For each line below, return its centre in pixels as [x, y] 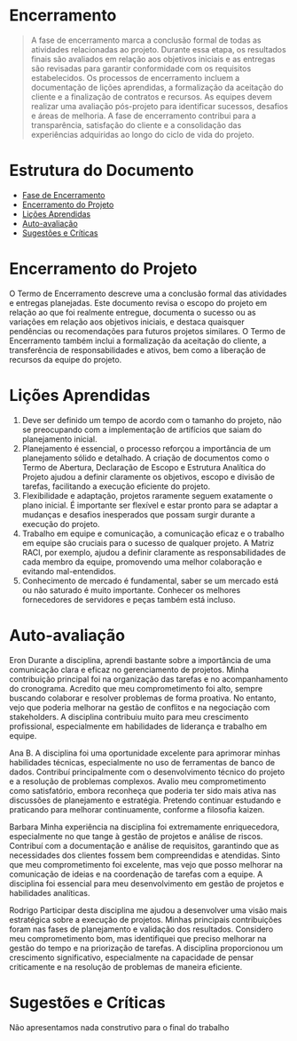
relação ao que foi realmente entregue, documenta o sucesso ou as [133, 312]
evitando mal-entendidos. [69, 571]
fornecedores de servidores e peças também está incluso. [129, 599]
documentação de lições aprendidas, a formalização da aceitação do [157, 87]
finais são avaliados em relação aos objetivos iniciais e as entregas [153, 59]
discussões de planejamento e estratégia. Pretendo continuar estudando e [145, 800]
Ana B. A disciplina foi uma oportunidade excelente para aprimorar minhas [145, 753]
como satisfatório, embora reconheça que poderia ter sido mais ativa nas [143, 790]
